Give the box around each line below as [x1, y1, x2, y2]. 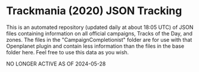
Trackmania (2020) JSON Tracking [6, 4, 182, 18]
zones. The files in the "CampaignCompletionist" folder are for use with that [6, 36, 192, 43]
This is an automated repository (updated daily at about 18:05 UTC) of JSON [6, 24, 194, 31]
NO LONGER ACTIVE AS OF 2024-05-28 [6, 60, 106, 67]
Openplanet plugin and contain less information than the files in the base [6, 42, 185, 50]
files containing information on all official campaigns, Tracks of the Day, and [6, 30, 192, 37]
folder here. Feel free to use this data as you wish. [6, 48, 129, 55]
